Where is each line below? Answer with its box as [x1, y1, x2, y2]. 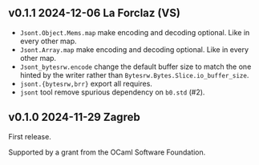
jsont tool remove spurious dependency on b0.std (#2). [19, 87, 205, 97]
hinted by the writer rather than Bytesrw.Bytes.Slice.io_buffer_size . [19, 70, 249, 79]
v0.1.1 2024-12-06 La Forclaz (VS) [8, 6, 180, 20]
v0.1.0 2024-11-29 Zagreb [8, 111, 140, 124]
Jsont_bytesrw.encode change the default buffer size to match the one [19, 62, 252, 71]
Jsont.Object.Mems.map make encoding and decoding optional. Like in [19, 27, 250, 37]
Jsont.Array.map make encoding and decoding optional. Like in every [19, 44, 249, 54]
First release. [8, 131, 52, 141]
